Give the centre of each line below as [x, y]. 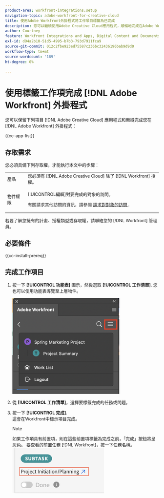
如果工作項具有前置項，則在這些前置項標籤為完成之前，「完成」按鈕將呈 [84, 438]
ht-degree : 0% [20, 62]
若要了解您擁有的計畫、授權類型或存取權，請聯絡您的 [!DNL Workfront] [76, 220]
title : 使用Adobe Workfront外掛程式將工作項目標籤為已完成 [60, 21]
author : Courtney [23, 31]
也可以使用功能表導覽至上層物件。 [46, 291]
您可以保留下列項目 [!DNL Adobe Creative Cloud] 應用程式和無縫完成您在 [78, 120]
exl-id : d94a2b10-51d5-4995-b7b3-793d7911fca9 [53, 41]
